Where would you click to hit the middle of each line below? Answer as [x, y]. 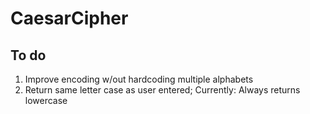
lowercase [46, 100]
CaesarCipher [69, 18]
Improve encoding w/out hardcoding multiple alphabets [139, 79]
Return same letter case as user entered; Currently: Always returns [162, 90]
